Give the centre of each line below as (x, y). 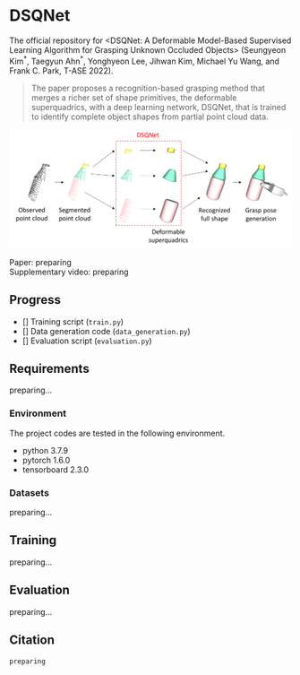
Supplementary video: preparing (69, 272)
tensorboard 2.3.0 (56, 469)
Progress (35, 300)
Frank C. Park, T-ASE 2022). (61, 70)
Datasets (29, 492)
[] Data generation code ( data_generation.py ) (106, 331)
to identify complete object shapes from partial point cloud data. (150, 117)
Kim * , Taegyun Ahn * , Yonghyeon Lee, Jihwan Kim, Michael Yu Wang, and (145, 60)
